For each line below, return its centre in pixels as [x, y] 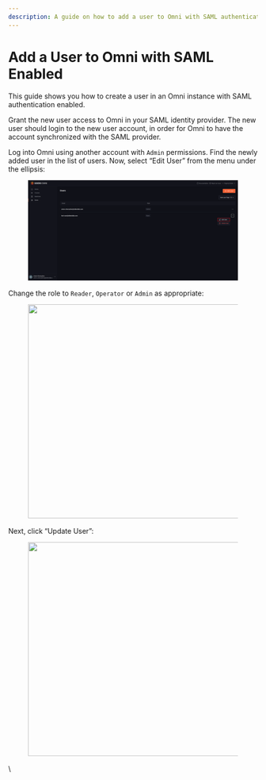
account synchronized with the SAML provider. [85, 137]
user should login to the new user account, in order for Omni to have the [126, 128]
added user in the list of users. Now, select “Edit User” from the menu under [132, 160]
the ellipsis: [27, 169]
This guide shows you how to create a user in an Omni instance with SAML [130, 96]
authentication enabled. [47, 104]
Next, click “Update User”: [51, 531]
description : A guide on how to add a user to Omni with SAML [113, 17]
